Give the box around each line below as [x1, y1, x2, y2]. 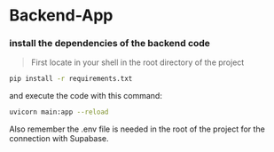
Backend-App [9, 5, 114, 26]
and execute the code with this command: [9, 91, 162, 101]
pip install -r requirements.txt [9, 75, 133, 84]
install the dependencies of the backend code [9, 37, 211, 50]
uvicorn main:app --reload [9, 108, 109, 116]
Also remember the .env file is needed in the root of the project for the [9, 124, 266, 134]
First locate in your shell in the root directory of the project [30, 57, 245, 68]
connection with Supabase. [9, 133, 109, 144]
